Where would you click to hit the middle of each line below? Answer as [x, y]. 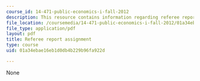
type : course [22, 45]
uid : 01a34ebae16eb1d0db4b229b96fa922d [56, 51]
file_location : [25, 23]
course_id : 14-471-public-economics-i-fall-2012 [68, 12]
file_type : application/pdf [41, 28]
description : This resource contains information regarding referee [93, 17]
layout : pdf [21, 34]
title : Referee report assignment [49, 39]
